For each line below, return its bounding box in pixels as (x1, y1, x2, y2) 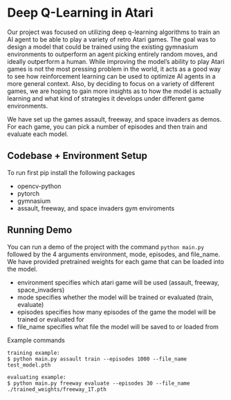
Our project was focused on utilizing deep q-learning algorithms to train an (7, 28, 220, 36)
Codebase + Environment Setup (7, 150, 147, 162)
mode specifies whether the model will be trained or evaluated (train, (17, 293, 214, 301)
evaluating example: (7, 374, 67, 381)
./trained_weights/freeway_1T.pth (7, 385, 107, 393)
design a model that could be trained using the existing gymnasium (7, 42, 198, 51)
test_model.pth (7, 361, 51, 369)
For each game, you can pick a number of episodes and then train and (7, 122, 207, 131)
